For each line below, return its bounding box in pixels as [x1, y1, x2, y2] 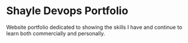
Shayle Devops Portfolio [6, 4, 129, 18]
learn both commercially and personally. [6, 29, 105, 37]
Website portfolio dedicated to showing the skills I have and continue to [6, 24, 183, 31]
